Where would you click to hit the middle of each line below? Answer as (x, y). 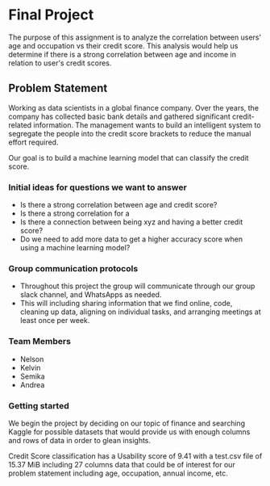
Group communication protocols (73, 268)
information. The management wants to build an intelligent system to (147, 125)
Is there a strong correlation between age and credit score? (118, 205)
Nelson (32, 359)
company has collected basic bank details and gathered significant (120, 116)
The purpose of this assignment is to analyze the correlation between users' (135, 37)
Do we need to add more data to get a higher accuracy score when (131, 239)
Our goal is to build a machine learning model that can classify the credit (129, 157)
